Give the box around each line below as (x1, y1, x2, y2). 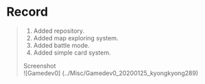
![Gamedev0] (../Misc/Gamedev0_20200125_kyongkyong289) (23, 69, 199, 77)
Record (6, 4, 49, 20)
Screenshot (23, 61, 56, 70)
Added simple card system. (33, 48, 111, 57)
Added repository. (33, 27, 85, 35)
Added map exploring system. (33, 33, 119, 42)
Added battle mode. (33, 41, 90, 49)
